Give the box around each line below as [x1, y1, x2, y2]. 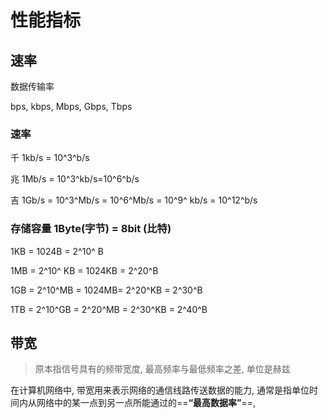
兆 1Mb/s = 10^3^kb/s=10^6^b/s [10, 173, 140, 185]
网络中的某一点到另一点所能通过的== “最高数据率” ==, [36, 397, 257, 409]
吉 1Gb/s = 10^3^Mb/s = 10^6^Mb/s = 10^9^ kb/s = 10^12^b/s [10, 194, 258, 206]
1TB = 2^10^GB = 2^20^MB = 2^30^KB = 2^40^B [10, 303, 208, 315]
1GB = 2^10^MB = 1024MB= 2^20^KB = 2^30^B [10, 284, 203, 296]
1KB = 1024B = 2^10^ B [10, 245, 104, 257]
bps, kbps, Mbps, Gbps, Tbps [10, 101, 133, 112]
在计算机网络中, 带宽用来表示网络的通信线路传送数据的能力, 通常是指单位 [10, 384, 310, 396]
